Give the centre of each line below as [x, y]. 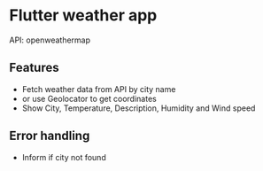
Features [34, 68]
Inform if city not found [64, 157]
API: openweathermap [50, 40]
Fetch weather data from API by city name [99, 89]
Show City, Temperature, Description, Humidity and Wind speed [139, 108]
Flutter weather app [83, 16]
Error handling [50, 136]
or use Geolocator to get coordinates [89, 98]
